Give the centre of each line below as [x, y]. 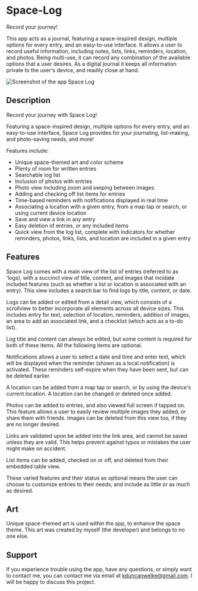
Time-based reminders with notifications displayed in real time [91, 200]
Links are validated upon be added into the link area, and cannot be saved [97, 435]
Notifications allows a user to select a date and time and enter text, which [96, 357]
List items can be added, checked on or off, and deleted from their [87, 460]
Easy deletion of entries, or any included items [72, 225]
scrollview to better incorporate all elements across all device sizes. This [95, 308]
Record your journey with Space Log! [52, 115]
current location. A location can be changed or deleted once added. [89, 394]
